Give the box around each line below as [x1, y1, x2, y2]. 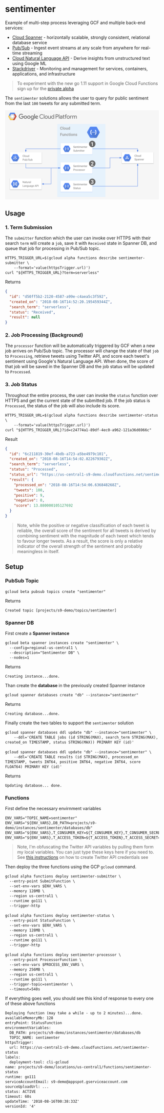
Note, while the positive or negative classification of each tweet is [17, 522, 150, 528]
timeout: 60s [5, 1094, 32, 1099]
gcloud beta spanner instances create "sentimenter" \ [5, 640, 119, 645]
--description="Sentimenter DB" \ [9, 650, 80, 655]
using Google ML [12, 60, 47, 66]
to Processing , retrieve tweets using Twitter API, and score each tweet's [5, 353, 150, 359]
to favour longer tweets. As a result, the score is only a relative [17, 538, 143, 544]
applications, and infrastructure [12, 71, 76, 77]
